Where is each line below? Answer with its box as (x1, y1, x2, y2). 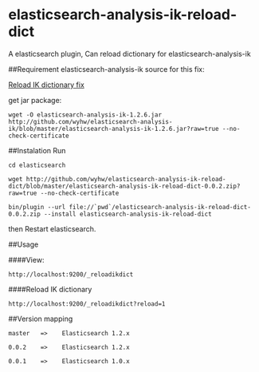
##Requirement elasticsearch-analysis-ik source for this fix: (8, 64, 205, 73)
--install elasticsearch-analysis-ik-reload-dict (43, 210, 213, 218)
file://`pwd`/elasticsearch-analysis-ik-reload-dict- (69, 203, 251, 211)
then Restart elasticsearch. (8, 224, 96, 233)
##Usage (8, 239, 39, 249)
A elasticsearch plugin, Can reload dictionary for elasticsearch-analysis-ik (8, 49, 251, 58)
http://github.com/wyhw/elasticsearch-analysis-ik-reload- (26, 175, 226, 183)
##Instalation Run (8, 145, 66, 155)
